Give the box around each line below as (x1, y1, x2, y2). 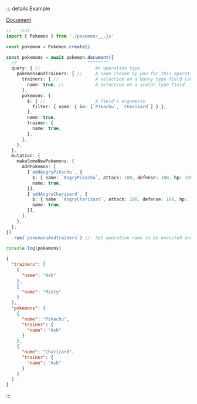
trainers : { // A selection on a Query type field (21, 76, 182, 82)
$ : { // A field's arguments (27, 98, 145, 104)
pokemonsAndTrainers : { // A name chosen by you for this (16, 71, 172, 77)
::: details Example (6, 5, 50, 12)
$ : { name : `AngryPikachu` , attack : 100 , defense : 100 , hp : (32, 175, 182, 181)
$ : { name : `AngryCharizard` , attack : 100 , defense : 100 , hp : (32, 196, 188, 202)
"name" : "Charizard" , (21, 349, 75, 355)
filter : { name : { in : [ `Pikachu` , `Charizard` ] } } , (32, 103, 167, 109)
